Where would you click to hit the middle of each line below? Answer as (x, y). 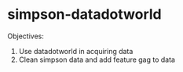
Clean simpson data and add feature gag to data (97, 59)
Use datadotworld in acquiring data (76, 51)
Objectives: (26, 36)
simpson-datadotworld (84, 14)
